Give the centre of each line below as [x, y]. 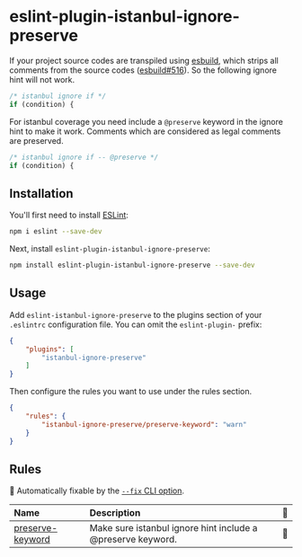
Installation [41, 194]
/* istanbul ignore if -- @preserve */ [84, 157]
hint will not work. [42, 79]
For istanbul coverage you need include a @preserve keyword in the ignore [146, 121]
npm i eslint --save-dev [56, 232]
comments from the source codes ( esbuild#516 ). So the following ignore [143, 70]
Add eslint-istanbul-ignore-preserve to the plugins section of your [136, 314]
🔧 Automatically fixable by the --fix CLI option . [97, 491]
